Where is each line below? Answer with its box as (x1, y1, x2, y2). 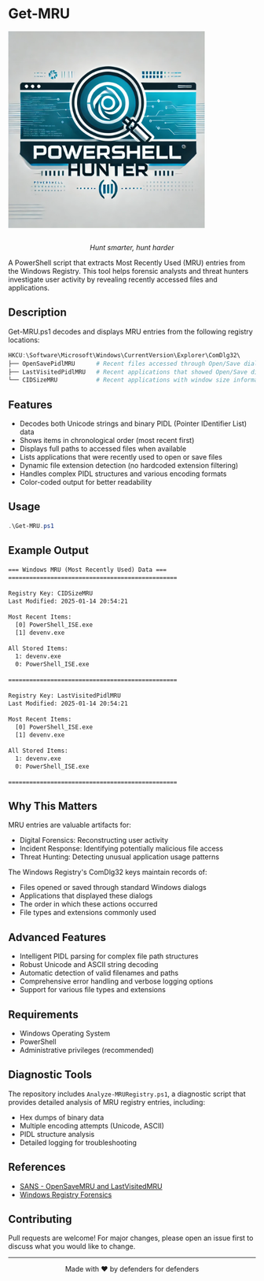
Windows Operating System (19, 1028, 111, 1038)
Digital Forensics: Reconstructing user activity (19, 836, 169, 845)
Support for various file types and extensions (19, 985, 167, 995)
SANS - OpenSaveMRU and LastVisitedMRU (19, 1181, 163, 1191)
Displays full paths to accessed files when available (19, 444, 187, 453)
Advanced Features (8, 930, 107, 944)
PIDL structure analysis (19, 1129, 95, 1139)
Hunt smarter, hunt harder (90, 242, 174, 252)
